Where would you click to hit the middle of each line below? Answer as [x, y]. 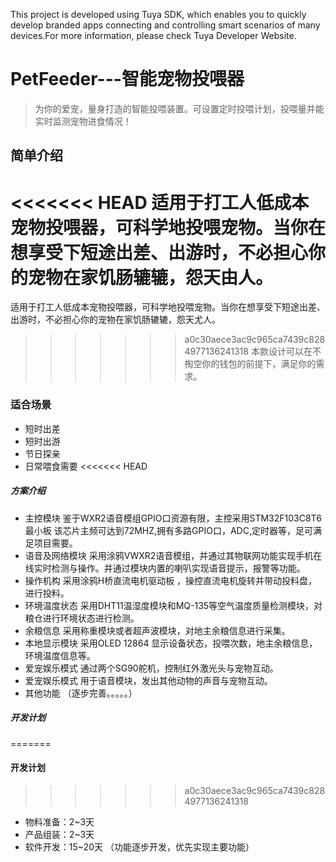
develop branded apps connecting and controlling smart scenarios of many [165, 25]
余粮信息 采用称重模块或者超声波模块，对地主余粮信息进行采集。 [157, 630]
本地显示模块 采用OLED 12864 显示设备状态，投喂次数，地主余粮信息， [171, 643]
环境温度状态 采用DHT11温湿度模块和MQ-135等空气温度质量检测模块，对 [173, 605]
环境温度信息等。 [60, 655]
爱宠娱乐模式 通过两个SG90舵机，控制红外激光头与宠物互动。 [151, 668]
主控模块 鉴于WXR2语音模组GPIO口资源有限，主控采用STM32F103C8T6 [173, 518]
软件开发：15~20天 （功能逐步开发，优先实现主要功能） [139, 846]
